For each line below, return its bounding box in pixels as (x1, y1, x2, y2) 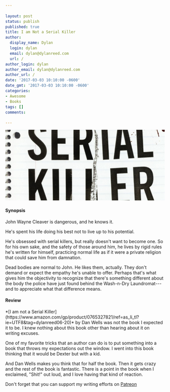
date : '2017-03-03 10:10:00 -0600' (5, 77, 80, 83)
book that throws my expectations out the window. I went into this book (5, 345, 154, 351)
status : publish (5, 19, 39, 24)
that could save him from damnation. (5, 254, 82, 260)
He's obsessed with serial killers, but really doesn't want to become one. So (5, 238, 163, 244)
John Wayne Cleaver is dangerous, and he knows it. (5, 218, 114, 225)
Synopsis (5, 207, 26, 213)
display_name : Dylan (10, 41, 53, 46)
